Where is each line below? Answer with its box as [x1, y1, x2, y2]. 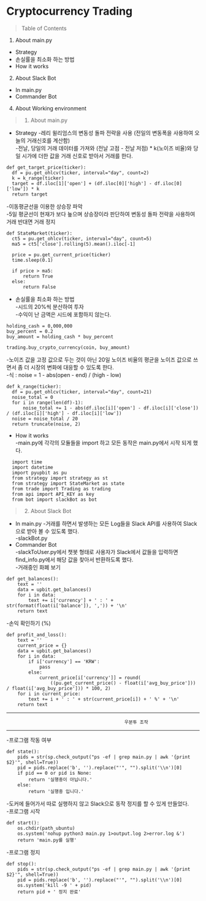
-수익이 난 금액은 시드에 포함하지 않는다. [15, 311, 112, 318]
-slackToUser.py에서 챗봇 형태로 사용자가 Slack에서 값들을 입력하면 [15, 548, 178, 555]
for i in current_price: [17, 691, 81, 697]
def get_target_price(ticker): [6, 164, 86, 170]
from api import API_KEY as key [12, 491, 95, 497]
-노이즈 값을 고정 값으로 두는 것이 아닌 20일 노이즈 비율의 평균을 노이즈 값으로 [6, 355, 192, 363]
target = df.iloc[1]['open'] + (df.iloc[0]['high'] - [12, 180, 152, 186]
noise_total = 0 [12, 394, 53, 400]
